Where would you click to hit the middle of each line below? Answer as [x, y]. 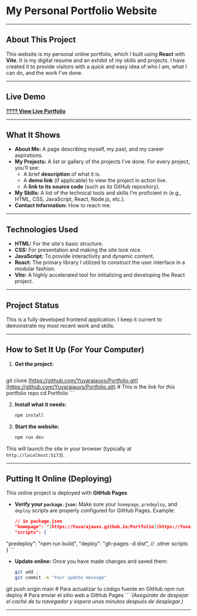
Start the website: [37, 426]
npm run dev [29, 437]
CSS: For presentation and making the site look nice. [78, 250]
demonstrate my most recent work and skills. [60, 326]
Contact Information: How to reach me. [63, 206]
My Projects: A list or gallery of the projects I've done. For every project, [102, 162]
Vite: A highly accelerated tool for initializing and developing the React [100, 275]
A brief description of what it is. [62, 174]
